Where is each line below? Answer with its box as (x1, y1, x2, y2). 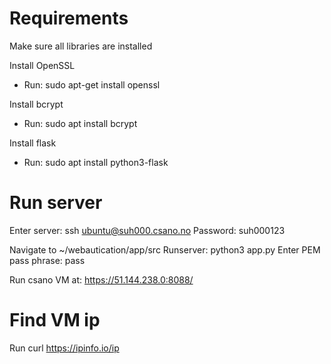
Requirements (9, 7, 129, 30)
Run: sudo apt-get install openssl (23, 78, 161, 91)
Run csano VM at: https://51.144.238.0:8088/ (9, 273, 194, 286)
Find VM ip (9, 309, 101, 332)
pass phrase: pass (9, 254, 86, 266)
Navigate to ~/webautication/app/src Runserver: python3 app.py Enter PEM (9, 243, 321, 256)
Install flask (9, 137, 57, 149)
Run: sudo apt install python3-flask (23, 156, 169, 168)
